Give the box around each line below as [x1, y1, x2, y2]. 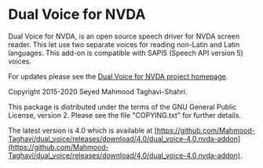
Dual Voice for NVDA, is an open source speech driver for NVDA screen [8, 31, 240, 41]
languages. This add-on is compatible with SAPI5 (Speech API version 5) [8, 48, 243, 57]
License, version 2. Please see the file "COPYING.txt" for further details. [8, 110, 242, 119]
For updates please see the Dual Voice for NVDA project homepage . [8, 71, 228, 81]
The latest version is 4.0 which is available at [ [8, 126, 157, 135]
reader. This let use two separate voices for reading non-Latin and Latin [8, 39, 240, 49]
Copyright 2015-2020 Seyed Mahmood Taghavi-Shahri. [8, 86, 188, 96]
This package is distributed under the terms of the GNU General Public [8, 102, 237, 111]
